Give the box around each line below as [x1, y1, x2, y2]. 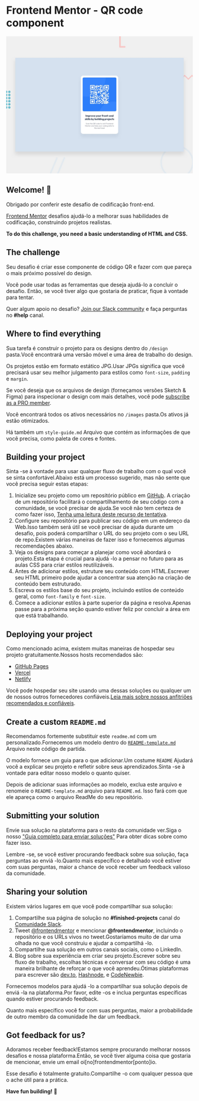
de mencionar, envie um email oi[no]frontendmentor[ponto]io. [6, 1059, 157, 1066]
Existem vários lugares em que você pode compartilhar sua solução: [6, 902, 174, 910]
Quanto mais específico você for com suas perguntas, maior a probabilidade [6, 1006, 193, 1014]
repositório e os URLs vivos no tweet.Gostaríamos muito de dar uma [14, 933, 181, 940]
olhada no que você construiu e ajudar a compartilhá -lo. [14, 939, 154, 946]
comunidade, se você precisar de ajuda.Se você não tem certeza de [14, 505, 182, 512]
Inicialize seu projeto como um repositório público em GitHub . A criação [14, 492, 191, 499]
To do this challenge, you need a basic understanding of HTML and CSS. [6, 230, 188, 237]
